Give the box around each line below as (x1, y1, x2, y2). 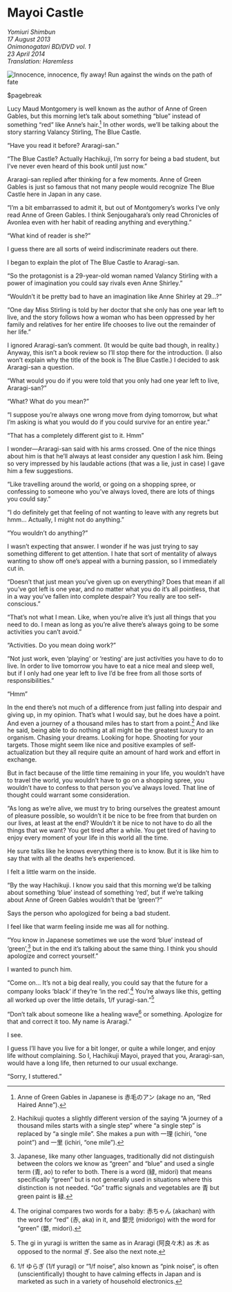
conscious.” (7, 599, 41, 608)
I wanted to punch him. (7, 965, 72, 973)
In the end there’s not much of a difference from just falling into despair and (7, 703, 222, 711)
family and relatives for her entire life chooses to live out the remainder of (7, 320, 216, 329)
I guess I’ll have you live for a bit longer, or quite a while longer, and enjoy (7, 1044, 216, 1052)
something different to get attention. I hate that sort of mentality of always (7, 549, 217, 557)
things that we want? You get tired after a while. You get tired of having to (7, 827, 216, 835)
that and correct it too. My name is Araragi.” (7, 1017, 132, 1025)
